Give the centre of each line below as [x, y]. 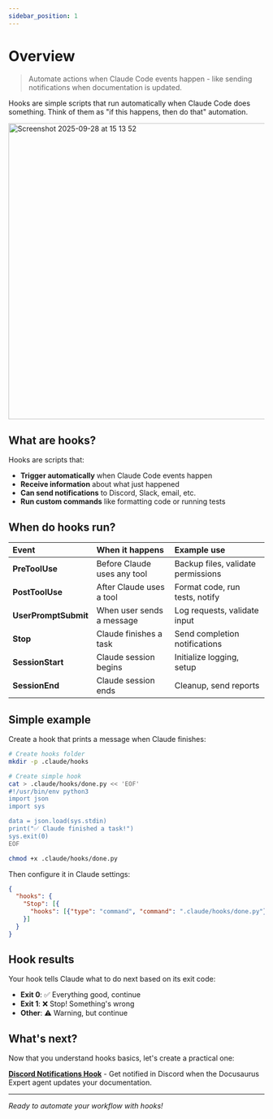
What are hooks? [52, 440]
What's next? [43, 1038]
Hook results [41, 960]
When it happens [130, 550]
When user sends [130, 610]
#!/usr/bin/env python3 [49, 792]
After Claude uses [130, 588]
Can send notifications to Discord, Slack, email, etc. [108, 493]
